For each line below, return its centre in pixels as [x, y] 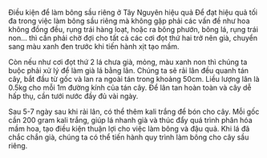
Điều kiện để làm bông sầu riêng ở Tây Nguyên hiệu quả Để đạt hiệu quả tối [133, 12]
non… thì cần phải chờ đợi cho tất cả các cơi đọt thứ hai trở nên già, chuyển [133, 38]
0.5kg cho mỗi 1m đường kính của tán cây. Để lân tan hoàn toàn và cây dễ [130, 87]
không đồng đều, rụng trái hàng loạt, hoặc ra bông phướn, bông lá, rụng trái [133, 29]
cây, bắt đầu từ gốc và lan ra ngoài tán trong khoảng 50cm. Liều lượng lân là [134, 79]
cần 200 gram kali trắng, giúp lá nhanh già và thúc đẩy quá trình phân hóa [130, 120]
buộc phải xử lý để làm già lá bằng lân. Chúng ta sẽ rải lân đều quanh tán [129, 71]
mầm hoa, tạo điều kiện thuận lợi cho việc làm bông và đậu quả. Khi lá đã [129, 129]
